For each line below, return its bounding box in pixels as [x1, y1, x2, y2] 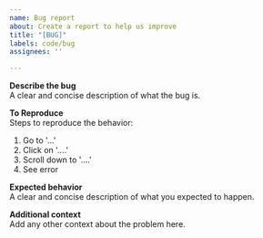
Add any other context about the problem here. [9, 219, 187, 230]
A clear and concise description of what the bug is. [9, 90, 201, 101]
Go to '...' [22, 135, 56, 146]
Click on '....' [22, 145, 69, 156]
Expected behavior [9, 181, 83, 192]
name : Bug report [9, 13, 76, 23]
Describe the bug [9, 80, 76, 91]
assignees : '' [9, 47, 64, 57]
